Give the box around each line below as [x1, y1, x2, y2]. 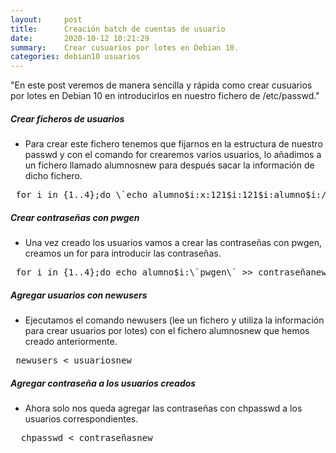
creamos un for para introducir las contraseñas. [24, 247, 222, 260]
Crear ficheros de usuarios [10, 112, 125, 125]
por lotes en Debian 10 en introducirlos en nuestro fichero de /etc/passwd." [10, 90, 320, 102]
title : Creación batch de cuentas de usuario [10, 24, 226, 34]
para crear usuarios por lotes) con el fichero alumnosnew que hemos [24, 325, 310, 337]
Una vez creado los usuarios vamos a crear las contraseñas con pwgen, [24, 237, 323, 249]
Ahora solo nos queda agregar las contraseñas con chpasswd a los [24, 402, 303, 414]
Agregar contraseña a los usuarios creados [10, 377, 197, 389]
